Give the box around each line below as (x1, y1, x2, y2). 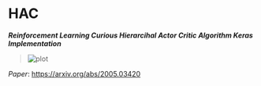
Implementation (8, 38, 62, 48)
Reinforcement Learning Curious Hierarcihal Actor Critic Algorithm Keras (8, 30, 254, 40)
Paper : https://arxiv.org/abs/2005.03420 (8, 69, 141, 78)
